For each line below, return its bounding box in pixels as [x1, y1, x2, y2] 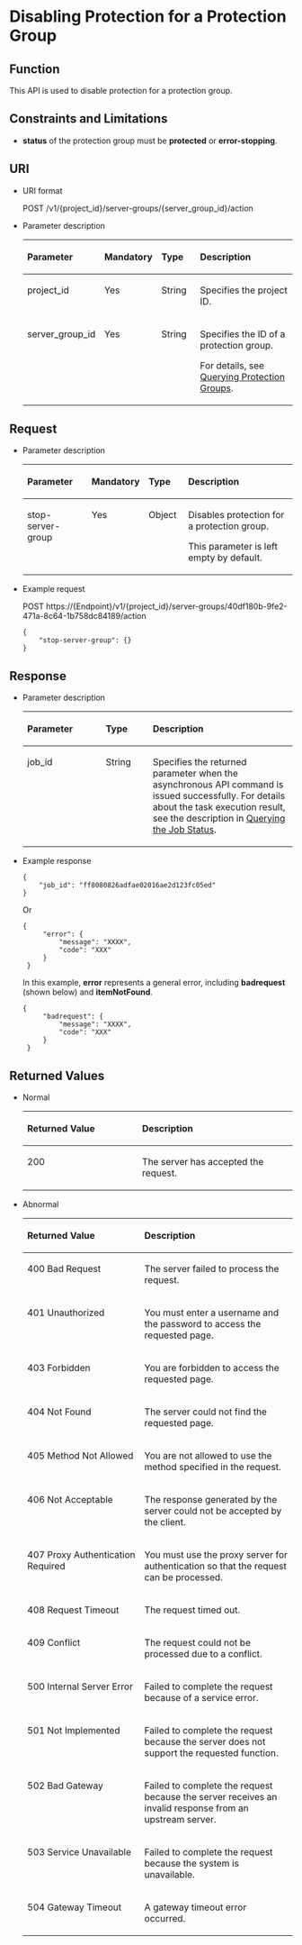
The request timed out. [144, 1604, 241, 1616]
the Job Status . [152, 823, 218, 836]
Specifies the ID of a [200, 327, 286, 340]
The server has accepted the [142, 1156, 264, 1168]
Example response [22, 856, 92, 867]
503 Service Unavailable [26, 1846, 132, 1859]
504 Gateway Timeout [26, 1901, 122, 1913]
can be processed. [144, 1571, 223, 1584]
